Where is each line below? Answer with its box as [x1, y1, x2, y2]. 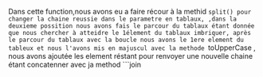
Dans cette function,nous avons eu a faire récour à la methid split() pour [8, 7, 252, 16]
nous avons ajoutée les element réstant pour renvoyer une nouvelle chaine [8, 52, 253, 60]
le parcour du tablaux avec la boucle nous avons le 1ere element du [8, 36, 245, 44]
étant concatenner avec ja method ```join [8, 60, 142, 69]
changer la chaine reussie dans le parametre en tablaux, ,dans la [8, 15, 237, 23]
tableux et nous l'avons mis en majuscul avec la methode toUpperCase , [8, 43, 257, 52]
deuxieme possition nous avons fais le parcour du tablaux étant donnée [8, 22, 255, 30]
